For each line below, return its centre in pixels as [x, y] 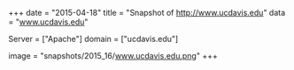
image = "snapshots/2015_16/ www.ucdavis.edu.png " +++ [113, 56]
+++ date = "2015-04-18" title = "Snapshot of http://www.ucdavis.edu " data [147, 13]
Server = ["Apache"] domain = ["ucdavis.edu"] [93, 39]
